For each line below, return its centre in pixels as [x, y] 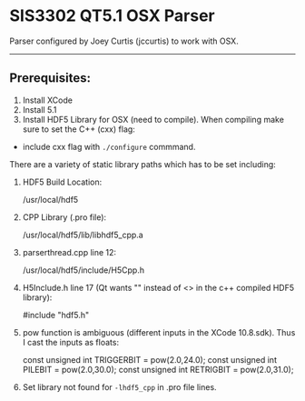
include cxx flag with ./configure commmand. [109, 146]
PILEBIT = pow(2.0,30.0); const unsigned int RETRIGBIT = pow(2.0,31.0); [158, 369]
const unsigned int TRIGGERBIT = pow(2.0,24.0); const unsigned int [149, 359]
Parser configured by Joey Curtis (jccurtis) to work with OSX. [124, 41]
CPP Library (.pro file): [64, 217]
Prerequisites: [50, 78]
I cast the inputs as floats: [71, 342]
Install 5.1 [39, 109]
